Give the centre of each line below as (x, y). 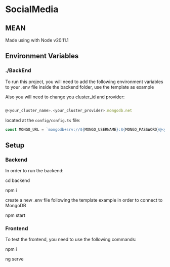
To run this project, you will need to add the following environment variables (84, 82)
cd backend (18, 180)
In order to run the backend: (34, 171)
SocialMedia (32, 9)
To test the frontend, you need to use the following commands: (71, 240)
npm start (15, 215)
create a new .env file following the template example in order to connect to (84, 200)
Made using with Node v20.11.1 (37, 40)
